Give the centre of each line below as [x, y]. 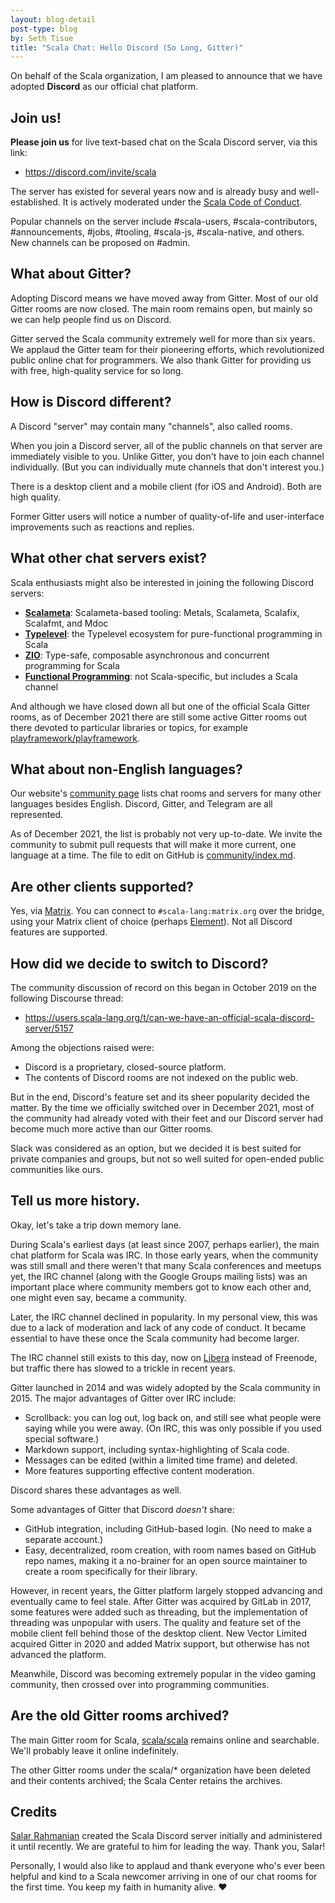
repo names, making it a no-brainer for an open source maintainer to [166, 1560]
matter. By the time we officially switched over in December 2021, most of [162, 1107]
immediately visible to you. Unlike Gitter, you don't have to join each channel [167, 456]
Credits [34, 1811]
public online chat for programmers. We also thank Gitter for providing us [161, 360]
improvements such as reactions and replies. [102, 527]
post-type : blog [44, 29]
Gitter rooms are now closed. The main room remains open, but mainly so [161, 308]
